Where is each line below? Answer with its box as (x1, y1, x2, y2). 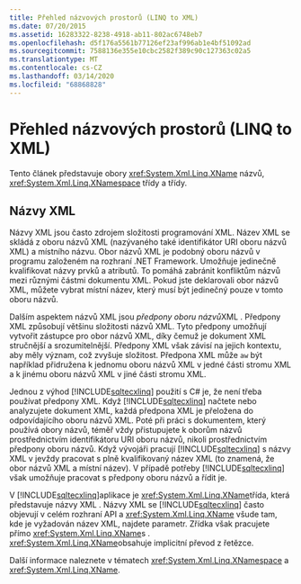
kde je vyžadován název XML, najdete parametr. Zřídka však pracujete (9, 518, 270, 529)
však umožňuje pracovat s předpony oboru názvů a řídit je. (9, 472, 227, 483)
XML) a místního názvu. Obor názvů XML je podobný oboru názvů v (9, 247, 261, 257)
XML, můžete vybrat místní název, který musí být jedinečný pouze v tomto (9, 284, 284, 295)
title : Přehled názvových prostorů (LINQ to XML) (9, 13, 199, 22)
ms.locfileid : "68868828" (9, 80, 106, 89)
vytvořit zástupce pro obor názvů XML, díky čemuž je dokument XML (9, 330, 267, 342)
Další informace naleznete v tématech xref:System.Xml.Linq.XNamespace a (9, 555, 289, 566)
